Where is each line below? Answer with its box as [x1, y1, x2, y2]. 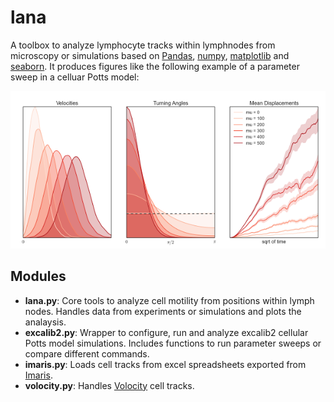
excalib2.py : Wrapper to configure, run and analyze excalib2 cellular [24, 326, 309, 338]
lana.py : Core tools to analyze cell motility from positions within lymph [24, 294, 315, 306]
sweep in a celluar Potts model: [10, 71, 140, 83]
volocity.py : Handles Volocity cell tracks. [24, 379, 195, 391]
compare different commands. [24, 347, 150, 360]
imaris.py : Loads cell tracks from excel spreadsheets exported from [24, 358, 307, 370]
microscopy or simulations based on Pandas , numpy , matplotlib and [10, 49, 290, 61]
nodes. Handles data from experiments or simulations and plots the [24, 305, 302, 317]
